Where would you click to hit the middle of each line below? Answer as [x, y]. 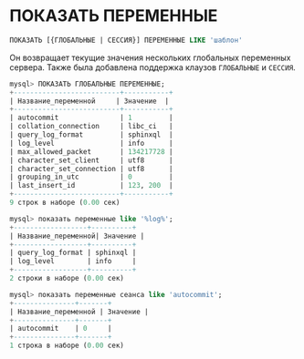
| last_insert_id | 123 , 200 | [91, 186]
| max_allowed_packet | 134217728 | [91, 151]
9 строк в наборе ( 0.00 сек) [65, 203]
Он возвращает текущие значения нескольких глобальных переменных [150, 57]
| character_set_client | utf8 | [91, 160]
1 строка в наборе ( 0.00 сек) [67, 346]
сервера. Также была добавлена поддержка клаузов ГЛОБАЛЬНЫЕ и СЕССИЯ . [153, 67]
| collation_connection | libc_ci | [91, 127]
